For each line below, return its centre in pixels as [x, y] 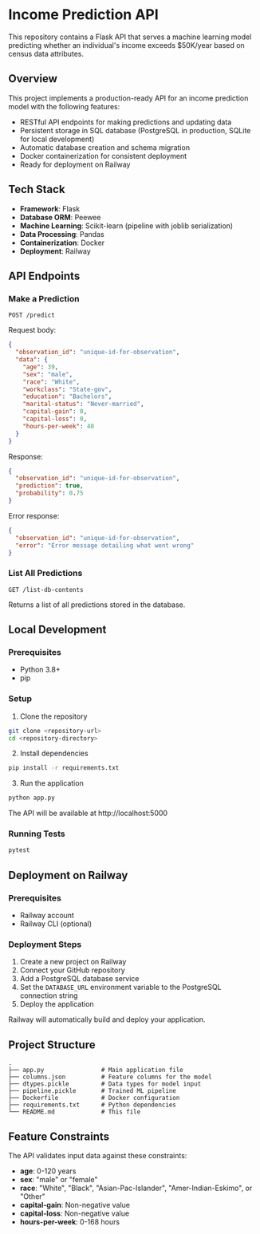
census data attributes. [46, 53]
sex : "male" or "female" [59, 1179]
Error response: [34, 515]
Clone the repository [53, 716]
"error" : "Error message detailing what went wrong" [105, 545]
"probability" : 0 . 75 [49, 493]
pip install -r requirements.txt [64, 768]
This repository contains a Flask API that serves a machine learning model [130, 37]
